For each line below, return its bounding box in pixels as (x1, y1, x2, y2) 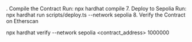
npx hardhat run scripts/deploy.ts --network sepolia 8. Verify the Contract (6, 11, 186, 18)
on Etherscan (6, 18, 38, 24)
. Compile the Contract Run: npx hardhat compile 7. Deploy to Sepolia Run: (6, 5, 187, 12)
